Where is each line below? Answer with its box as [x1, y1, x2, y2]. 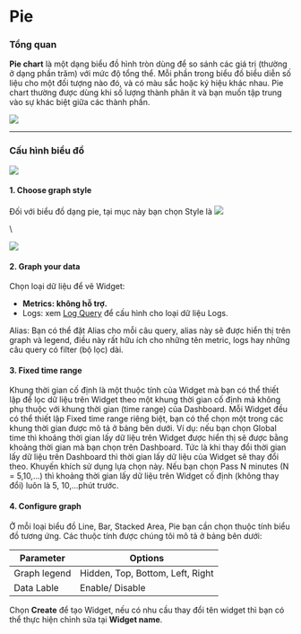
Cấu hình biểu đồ [9, 145, 85, 157]
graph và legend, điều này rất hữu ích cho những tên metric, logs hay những [9, 335, 290, 346]
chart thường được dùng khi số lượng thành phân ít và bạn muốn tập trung [9, 87, 282, 98]
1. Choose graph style [9, 185, 92, 196]
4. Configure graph [9, 500, 82, 511]
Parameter [19, 551, 65, 564]
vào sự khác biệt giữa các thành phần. [9, 97, 150, 108]
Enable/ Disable [80, 581, 146, 594]
